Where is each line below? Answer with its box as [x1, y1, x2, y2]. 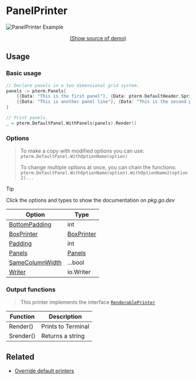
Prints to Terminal [41, 323, 89, 331]
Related [6, 352, 35, 362]
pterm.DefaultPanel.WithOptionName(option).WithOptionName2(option [20, 170, 188, 176]
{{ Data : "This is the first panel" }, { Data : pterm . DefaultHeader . [16, 94, 181, 99]
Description [48, 313, 82, 321]
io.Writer [67, 268, 91, 276]
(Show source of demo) [69, 34, 127, 42]
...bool [67, 258, 85, 267]
